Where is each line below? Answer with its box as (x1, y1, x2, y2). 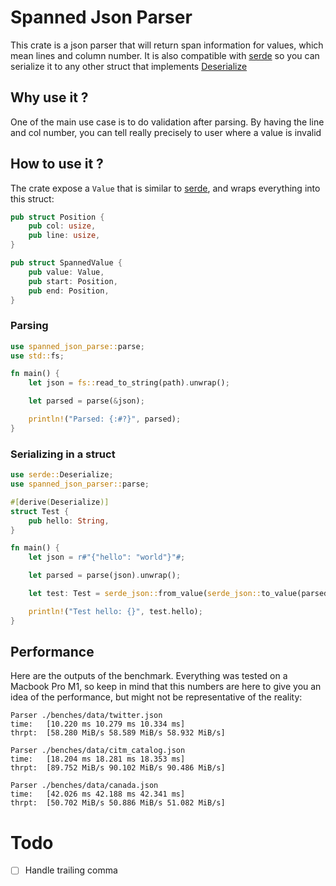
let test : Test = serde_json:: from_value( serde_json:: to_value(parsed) (28, 589, 333, 599)
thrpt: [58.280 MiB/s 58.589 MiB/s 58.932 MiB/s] (10, 728, 226, 738)
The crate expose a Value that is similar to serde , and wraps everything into (10, 182, 321, 194)
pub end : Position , (28, 286, 110, 296)
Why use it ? (10, 89, 89, 106)
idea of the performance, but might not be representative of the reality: (10, 691, 303, 703)
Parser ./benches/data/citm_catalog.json (10, 746, 186, 756)
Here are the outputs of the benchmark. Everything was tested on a (10, 670, 288, 682)
